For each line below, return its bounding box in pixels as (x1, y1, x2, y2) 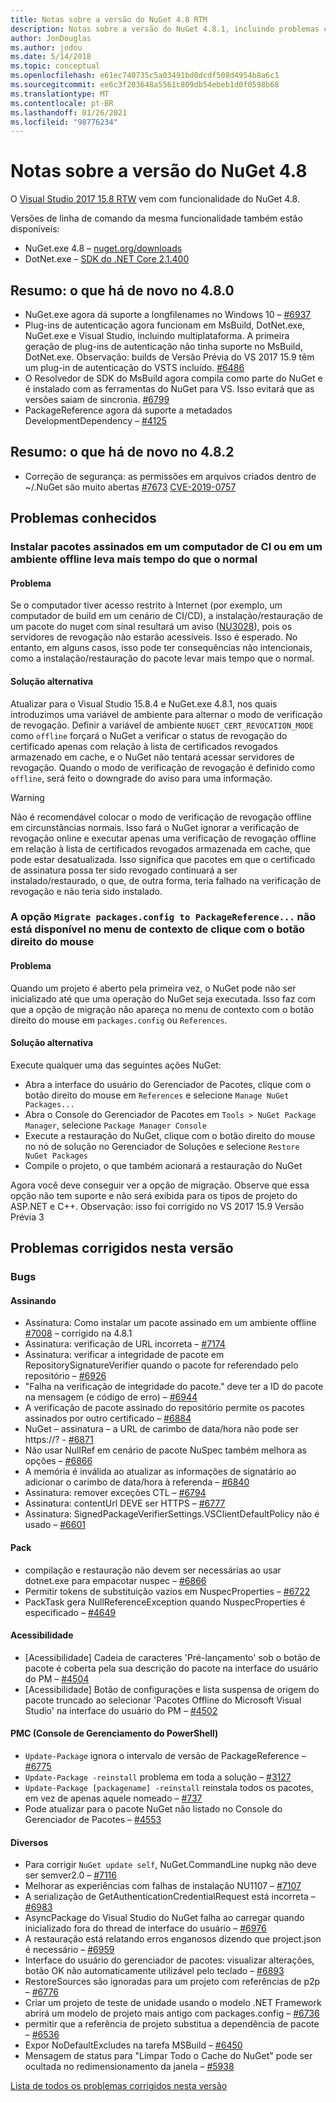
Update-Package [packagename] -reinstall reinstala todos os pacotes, (24, 1781, 314, 1793)
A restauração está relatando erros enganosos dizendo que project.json (24, 1933, 322, 1945)
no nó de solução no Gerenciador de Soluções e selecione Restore (24, 1140, 300, 1152)
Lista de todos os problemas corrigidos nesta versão (10, 2080, 228, 2092)
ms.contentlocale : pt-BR (10, 98, 114, 108)
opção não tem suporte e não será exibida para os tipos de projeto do (10, 1189, 298, 1201)
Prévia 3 (10, 1211, 45, 1223)
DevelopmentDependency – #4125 (24, 415, 168, 426)
